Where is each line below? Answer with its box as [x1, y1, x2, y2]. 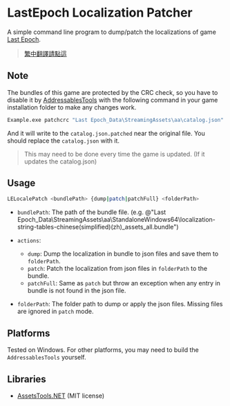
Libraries [7, 373, 46, 385]
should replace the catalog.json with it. [7, 136, 119, 145]
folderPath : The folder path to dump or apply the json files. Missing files [17, 300, 223, 308]
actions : [17, 236, 41, 245]
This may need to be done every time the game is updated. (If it [23, 150, 205, 158]
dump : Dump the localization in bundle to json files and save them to [27, 249, 219, 258]
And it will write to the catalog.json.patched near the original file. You [7, 129, 206, 137]
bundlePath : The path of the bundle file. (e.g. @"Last [17, 208, 166, 216]
